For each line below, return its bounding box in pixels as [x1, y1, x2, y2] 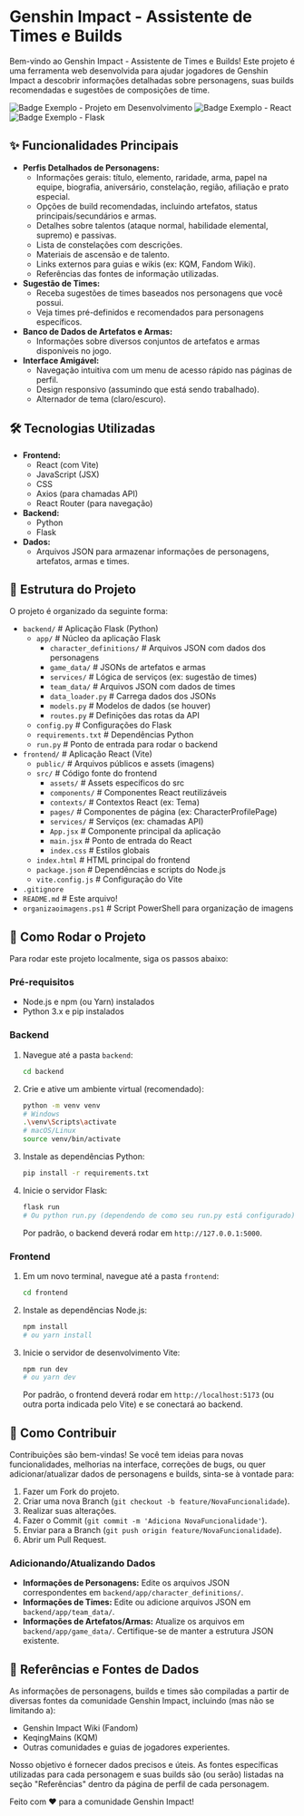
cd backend [22, 1067, 64, 1076]
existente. [22, 1635, 60, 1646]
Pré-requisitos [9, 976, 74, 989]
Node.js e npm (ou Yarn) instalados [22, 996, 155, 1008]
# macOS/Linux [22, 1127, 76, 1136]
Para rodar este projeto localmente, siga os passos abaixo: [9, 953, 229, 964]
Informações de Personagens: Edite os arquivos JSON [22, 1577, 230, 1588]
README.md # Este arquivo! [22, 893, 118, 904]
